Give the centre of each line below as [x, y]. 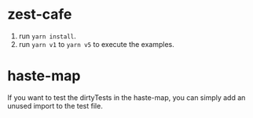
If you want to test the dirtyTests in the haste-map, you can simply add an [126, 97]
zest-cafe [40, 14]
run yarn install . [47, 36]
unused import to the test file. [55, 105]
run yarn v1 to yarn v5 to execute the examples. [96, 44]
